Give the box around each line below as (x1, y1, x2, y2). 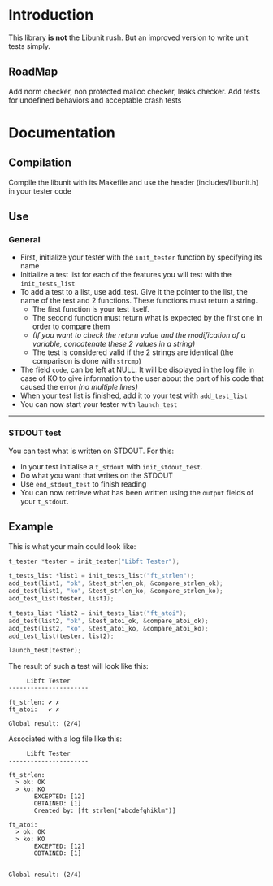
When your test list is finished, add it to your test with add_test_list (19, 391, 248, 400)
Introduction (8, 6, 94, 24)
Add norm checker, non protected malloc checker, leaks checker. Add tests (8, 86, 261, 96)
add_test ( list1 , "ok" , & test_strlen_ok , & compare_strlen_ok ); (8, 579, 223, 587)
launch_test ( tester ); (8, 647, 82, 655)
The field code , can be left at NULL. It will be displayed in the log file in (19, 364, 254, 375)
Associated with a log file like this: (8, 734, 122, 744)
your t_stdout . (19, 496, 69, 506)
